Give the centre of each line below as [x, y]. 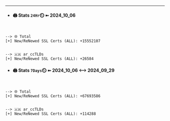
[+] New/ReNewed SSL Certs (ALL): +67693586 [53, 96]
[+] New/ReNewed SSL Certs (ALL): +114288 [51, 114]
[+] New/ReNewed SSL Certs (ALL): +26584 [50, 59]
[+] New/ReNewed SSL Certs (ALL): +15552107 [53, 41]
